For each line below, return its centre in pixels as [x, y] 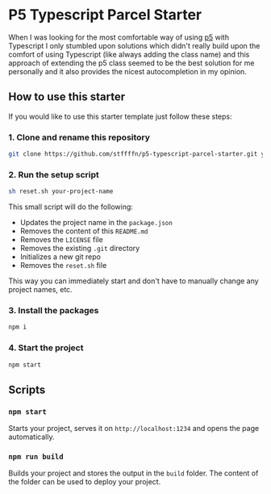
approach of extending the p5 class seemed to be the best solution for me [131, 63]
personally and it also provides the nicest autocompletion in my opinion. [128, 71]
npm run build [36, 457]
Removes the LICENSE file [61, 240]
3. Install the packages [54, 311]
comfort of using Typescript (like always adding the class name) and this [129, 54]
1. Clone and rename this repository [79, 137]
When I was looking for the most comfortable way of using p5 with [119, 37]
